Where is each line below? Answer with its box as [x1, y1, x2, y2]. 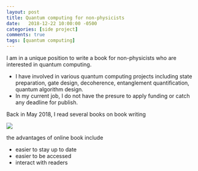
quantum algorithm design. [15, 86, 84, 93]
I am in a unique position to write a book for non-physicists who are [6, 55, 177, 61]
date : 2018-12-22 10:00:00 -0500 [6, 20, 97, 26]
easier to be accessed [15, 153, 72, 159]
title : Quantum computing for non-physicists [6, 15, 124, 21]
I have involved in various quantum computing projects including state [15, 73, 192, 80]
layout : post [6, 9, 40, 15]
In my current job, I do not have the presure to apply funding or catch [15, 93, 190, 99]
